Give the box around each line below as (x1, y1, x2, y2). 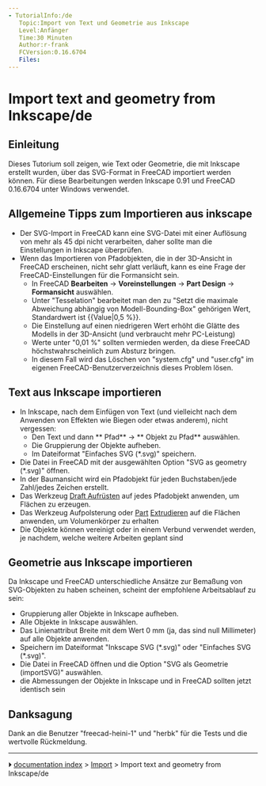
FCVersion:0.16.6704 (18, 48, 87, 56)
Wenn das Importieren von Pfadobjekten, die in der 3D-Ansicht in (19, 253, 233, 263)
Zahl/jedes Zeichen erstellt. (19, 482, 109, 492)
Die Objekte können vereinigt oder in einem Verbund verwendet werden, (19, 524, 256, 534)
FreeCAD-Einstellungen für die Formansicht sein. (19, 270, 180, 279)
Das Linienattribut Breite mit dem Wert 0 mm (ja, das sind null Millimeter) (19, 626, 256, 636)
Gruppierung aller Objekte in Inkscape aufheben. (19, 609, 180, 618)
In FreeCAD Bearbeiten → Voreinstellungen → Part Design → (31, 279, 235, 288)
